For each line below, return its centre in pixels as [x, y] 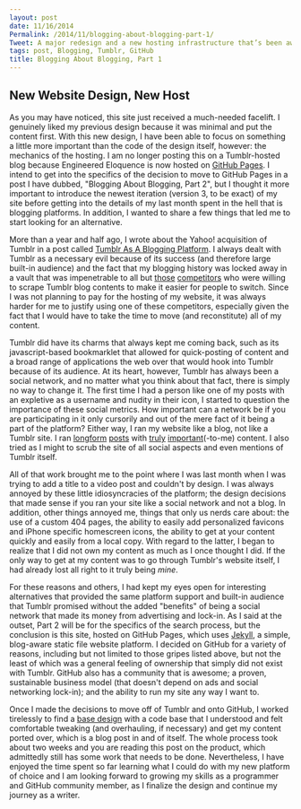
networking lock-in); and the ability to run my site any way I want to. [134, 692]
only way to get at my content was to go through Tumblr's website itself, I [145, 560]
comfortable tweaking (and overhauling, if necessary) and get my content [146, 728]
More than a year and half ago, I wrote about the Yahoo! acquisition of [138, 239]
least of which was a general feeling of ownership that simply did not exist [146, 663]
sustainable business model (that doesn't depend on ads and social [134, 682]
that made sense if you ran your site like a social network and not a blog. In [148, 502]
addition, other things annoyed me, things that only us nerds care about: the [149, 512]
